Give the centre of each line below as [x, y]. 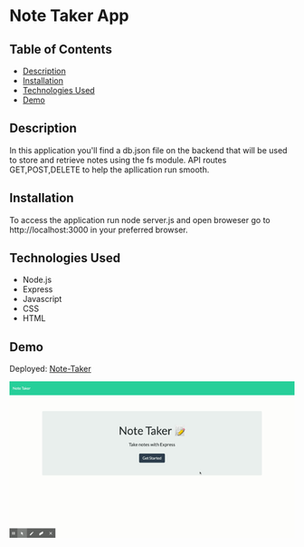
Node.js [37, 280]
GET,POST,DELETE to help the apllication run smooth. [109, 170]
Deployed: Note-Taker [51, 369]
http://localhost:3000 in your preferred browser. [99, 230]
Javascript [42, 299]
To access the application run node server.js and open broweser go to [140, 220]
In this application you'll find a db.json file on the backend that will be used [148, 150]
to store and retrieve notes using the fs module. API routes [118, 160]
